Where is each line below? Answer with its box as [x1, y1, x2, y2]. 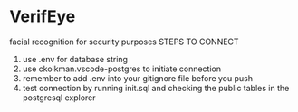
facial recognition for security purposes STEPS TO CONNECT [9, 36, 239, 47]
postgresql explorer [22, 92, 96, 103]
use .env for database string [22, 53, 129, 64]
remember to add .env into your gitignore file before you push [22, 72, 254, 83]
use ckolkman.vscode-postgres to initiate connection [22, 63, 222, 74]
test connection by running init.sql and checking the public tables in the [22, 82, 290, 93]
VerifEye [9, 6, 76, 27]
